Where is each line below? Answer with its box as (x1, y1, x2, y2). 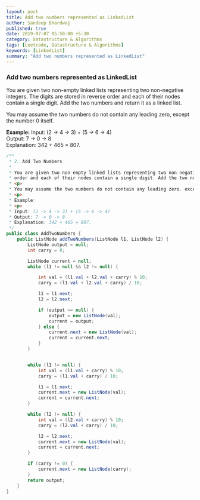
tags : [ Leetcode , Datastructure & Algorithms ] (6, 42, 124, 48)
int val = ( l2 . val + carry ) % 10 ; (37, 416, 124, 423)
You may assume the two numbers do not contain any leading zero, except (6, 111, 189, 118)
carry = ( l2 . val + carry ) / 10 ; (37, 422, 118, 428)
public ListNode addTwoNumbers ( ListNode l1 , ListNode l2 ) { (17, 237, 169, 243)
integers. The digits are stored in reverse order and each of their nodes (6, 93, 180, 100)
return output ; (27, 477, 65, 483)
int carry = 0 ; (27, 247, 65, 253)
